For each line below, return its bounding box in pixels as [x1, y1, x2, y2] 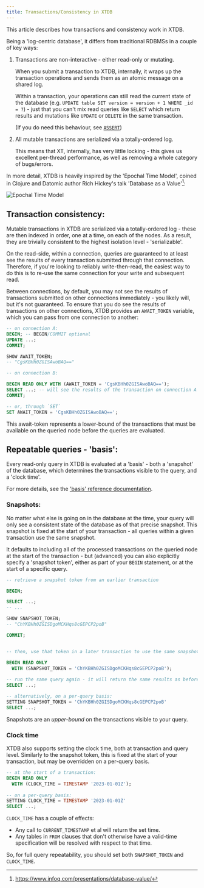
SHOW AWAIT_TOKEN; [6, 353, 53, 360]
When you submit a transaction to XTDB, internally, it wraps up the [15, 68, 182, 75]
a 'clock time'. [6, 473, 41, 481]
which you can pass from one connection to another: [6, 313, 138, 321]
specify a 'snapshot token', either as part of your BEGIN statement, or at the [6, 559, 193, 566]
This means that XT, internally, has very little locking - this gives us [15, 147, 182, 154]
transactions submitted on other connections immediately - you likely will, [6, 294, 191, 302]
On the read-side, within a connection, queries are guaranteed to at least [6, 250, 188, 257]
